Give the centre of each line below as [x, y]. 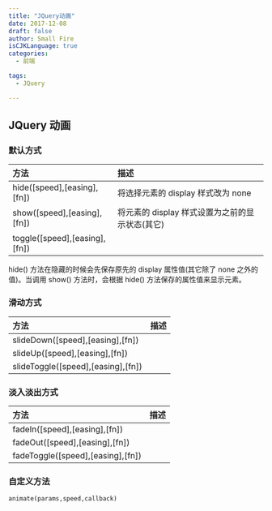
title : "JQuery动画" [42, 16]
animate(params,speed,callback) [63, 499]
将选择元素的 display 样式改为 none [184, 193]
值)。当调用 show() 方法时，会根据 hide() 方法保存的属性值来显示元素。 [127, 280]
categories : [28, 54]
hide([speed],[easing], [55, 187]
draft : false [30, 31]
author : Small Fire [41, 39]
